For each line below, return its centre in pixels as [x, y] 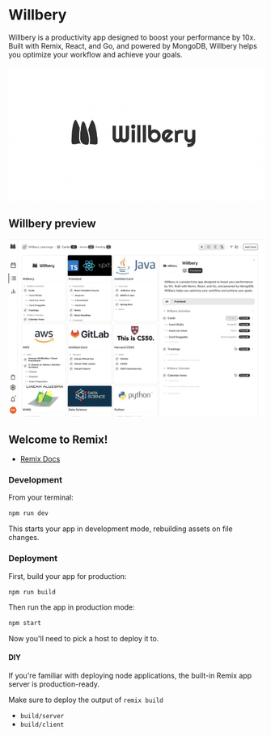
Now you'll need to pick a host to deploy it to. [84, 639]
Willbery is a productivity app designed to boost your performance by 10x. [132, 37]
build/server [42, 716]
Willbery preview [52, 224]
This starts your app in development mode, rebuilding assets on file [121, 529]
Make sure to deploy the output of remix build [86, 700]
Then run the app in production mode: [72, 607]
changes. [24, 538]
